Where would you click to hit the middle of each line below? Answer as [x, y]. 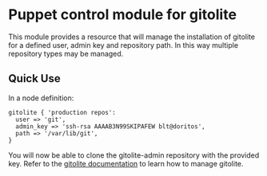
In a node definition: [41, 98]
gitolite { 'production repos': [62, 112]
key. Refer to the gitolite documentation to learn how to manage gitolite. [126, 163]
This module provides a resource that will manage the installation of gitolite [132, 37]
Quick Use [35, 78]
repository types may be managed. [66, 53]
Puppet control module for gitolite [123, 15]
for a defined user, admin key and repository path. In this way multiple [123, 45]
